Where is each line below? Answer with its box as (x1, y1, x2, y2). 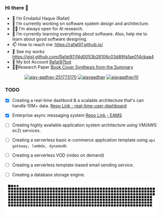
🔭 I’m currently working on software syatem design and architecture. (12, 20, 149, 26)
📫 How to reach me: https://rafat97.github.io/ (12, 41, 103, 48)
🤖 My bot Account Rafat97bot (12, 59, 72, 65)
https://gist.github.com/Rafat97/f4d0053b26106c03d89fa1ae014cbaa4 (12, 54, 154, 60)
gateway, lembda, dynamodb (12, 143, 67, 148)
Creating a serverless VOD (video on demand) (12, 152, 105, 158)
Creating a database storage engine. (12, 172, 85, 178)
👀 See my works (12, 49, 45, 55)
